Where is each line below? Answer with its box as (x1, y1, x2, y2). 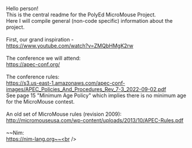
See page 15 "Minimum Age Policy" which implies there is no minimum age (6, 92, 186, 99)
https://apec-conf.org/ (6, 61, 60, 68)
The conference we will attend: (6, 55, 81, 61)
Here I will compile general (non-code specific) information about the (6, 18, 173, 24)
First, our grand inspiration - (6, 36, 74, 43)
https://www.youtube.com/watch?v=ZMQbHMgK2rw (6, 42, 133, 49)
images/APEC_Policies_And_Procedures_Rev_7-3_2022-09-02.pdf (6, 86, 167, 92)
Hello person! (6, 5, 39, 12)
